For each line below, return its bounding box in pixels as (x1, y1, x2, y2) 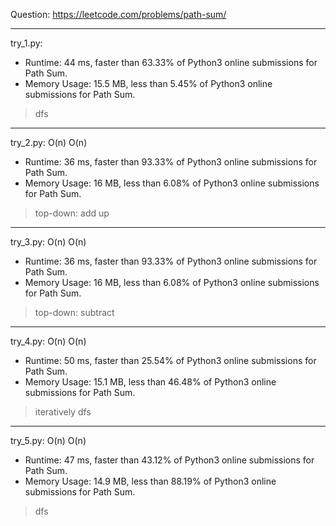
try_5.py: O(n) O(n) (10, 435, 87, 446)
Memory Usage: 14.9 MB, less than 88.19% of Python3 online (24, 475, 277, 487)
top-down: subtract (34, 307, 115, 318)
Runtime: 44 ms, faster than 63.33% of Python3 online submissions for (24, 57, 318, 68)
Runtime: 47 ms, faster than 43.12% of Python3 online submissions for (24, 454, 315, 466)
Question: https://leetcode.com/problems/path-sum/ (10, 9, 227, 20)
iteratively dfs (34, 406, 92, 418)
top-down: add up (34, 207, 110, 219)
